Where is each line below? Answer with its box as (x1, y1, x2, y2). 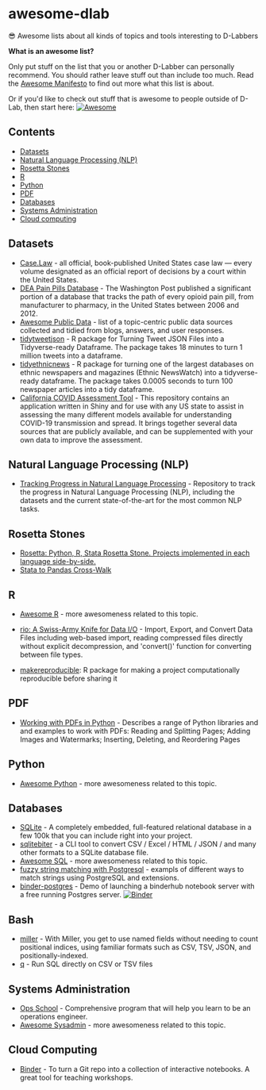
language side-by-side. (19, 557, 97, 566)
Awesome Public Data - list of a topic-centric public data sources (19, 317, 233, 326)
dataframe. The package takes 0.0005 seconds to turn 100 (40, 376, 233, 386)
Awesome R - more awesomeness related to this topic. (19, 609, 199, 619)
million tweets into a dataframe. (19, 351, 123, 360)
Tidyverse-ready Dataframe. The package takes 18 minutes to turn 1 (19, 342, 243, 351)
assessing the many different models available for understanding (19, 409, 233, 419)
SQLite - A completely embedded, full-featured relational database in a (19, 823, 252, 832)
